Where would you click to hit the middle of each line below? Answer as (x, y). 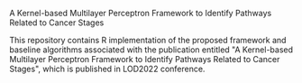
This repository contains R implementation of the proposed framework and (148, 40)
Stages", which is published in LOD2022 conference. (107, 69)
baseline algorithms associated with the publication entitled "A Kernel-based (151, 50)
